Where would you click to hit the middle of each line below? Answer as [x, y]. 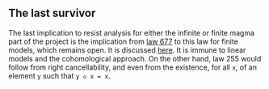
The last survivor [52, 13]
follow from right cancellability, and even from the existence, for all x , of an [132, 67]
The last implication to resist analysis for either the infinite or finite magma [132, 32]
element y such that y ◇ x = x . [59, 75]
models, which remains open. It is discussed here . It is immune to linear [127, 50]
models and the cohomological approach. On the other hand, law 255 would [135, 58]
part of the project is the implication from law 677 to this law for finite [123, 41]
